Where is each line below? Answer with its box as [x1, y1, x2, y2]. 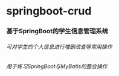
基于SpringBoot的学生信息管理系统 [6, 27, 109, 36]
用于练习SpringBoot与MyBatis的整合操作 [6, 63, 108, 70]
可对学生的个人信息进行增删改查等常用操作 [6, 43, 112, 50]
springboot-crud [6, 4, 92, 18]
